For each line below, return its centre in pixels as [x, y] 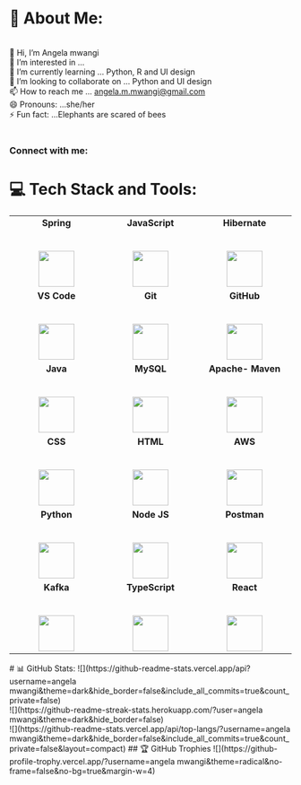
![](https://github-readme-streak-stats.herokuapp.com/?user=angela [136, 710]
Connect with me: [49, 150]
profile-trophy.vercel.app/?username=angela [92, 761]
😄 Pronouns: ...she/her [52, 104]
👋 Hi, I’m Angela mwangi [54, 52]
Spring [56, 222]
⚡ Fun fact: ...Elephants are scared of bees [88, 114]
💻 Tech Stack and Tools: [103, 190]
